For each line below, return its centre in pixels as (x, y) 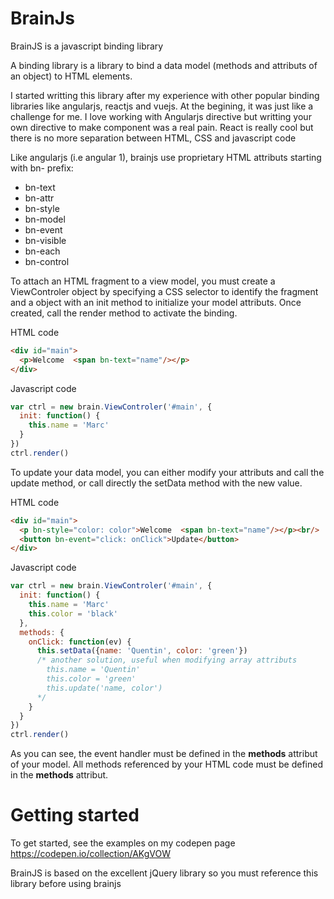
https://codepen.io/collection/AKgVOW (90, 854)
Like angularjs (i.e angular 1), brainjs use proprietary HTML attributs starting (166, 157)
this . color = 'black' (73, 613)
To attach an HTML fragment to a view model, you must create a (143, 281)
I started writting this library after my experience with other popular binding (165, 95)
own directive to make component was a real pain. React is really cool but (162, 127)
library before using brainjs (66, 884)
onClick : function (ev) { (80, 642)
